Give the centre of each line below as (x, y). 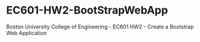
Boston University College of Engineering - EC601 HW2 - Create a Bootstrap (100, 27)
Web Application (26, 33)
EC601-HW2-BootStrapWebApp (87, 10)
